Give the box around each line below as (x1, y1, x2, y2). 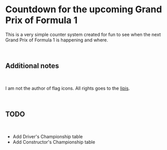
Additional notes (5, 61, 59, 70)
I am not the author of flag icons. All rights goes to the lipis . (5, 85, 130, 91)
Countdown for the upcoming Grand (5, 4, 162, 15)
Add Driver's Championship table (12, 133, 83, 139)
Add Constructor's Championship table (12, 139, 96, 145)
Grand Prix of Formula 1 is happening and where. (5, 37, 109, 43)
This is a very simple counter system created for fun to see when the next (5, 31, 161, 37)
